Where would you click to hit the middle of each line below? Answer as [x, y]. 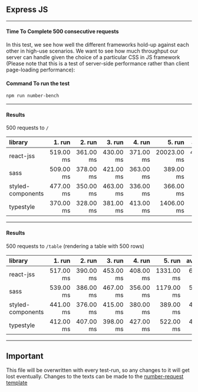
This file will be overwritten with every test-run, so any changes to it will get [98, 370]
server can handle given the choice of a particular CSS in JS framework [93, 57]
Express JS [27, 10]
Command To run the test [38, 83]
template [17, 383]
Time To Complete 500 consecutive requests [62, 31]
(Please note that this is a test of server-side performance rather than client [98, 64]
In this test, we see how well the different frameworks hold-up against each [98, 45]
